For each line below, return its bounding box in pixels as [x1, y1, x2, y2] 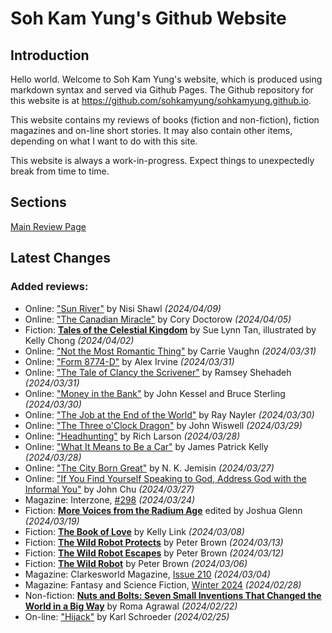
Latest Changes [10, 250, 111, 267]
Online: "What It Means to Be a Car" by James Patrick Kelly [24, 440, 269, 452]
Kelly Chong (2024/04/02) [24, 334, 135, 346]
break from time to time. [10, 165, 110, 177]
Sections [10, 194, 67, 211]
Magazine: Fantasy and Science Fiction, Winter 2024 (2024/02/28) [24, 578, 302, 591]
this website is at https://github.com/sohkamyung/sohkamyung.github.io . [10, 95, 312, 106]
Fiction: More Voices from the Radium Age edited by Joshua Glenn [24, 504, 303, 516]
